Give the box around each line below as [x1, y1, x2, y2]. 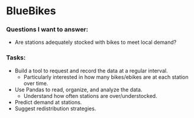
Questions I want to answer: [6, 25, 89, 34]
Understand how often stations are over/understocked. [23, 92, 158, 99]
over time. [23, 79, 48, 87]
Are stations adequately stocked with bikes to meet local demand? [14, 39, 177, 46]
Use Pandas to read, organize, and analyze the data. [14, 86, 143, 93]
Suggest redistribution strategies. [14, 105, 96, 112]
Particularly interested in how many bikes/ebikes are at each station [23, 73, 189, 81]
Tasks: [6, 53, 26, 62]
